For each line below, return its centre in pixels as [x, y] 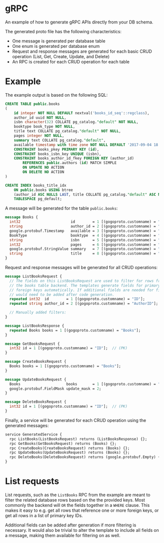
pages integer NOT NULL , [39, 136]
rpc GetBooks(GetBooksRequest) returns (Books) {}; [63, 443]
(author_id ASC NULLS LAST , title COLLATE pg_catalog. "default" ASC [85, 194]
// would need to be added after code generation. [62, 294]
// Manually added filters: [38, 313]
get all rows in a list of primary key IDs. [44, 515]
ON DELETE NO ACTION [43, 172]
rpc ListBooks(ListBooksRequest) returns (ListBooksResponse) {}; [78, 439]
